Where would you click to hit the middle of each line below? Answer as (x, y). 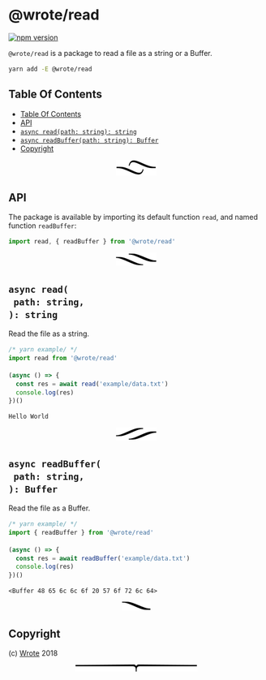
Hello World (28, 417)
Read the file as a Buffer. (49, 508)
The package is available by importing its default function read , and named (133, 217)
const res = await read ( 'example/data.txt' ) (92, 384)
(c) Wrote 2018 (33, 653)
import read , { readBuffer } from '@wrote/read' (92, 242)
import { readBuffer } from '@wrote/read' (81, 532)
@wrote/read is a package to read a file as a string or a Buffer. (110, 53)
